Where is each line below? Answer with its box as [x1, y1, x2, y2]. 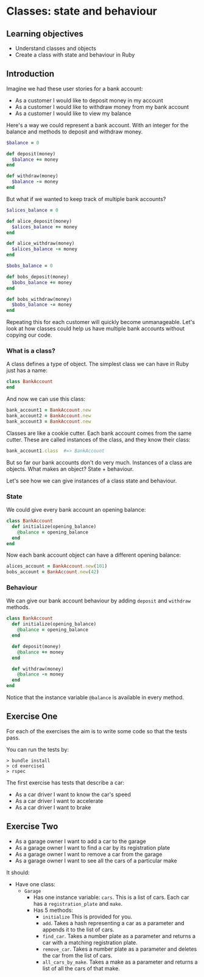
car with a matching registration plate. [42, 939, 138, 946]
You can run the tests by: [6, 746, 69, 753]
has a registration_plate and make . [33, 900, 123, 907]
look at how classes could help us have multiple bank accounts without [6, 325, 185, 333]
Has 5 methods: [33, 906, 73, 914]
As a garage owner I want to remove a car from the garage [15, 850, 163, 858]
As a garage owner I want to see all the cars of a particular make [15, 857, 178, 864]
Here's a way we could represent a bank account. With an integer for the [6, 121, 189, 129]
